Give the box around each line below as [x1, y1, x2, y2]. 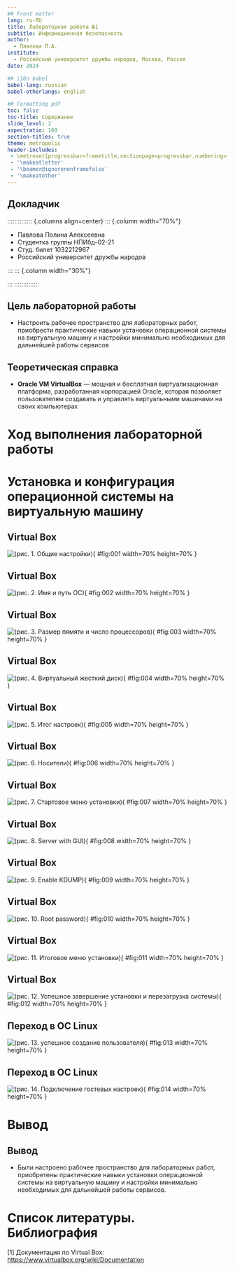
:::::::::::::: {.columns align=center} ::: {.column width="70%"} [7, 216, 181, 225]
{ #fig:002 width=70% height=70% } [84, 589, 190, 597]
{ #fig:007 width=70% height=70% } [122, 798, 227, 806]
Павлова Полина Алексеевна [17, 230, 105, 239]
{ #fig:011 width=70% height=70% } [120, 953, 224, 961]
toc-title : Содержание [7, 113, 73, 121]
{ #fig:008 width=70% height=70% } [85, 837, 192, 845]
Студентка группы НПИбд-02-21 [17, 237, 114, 246]
